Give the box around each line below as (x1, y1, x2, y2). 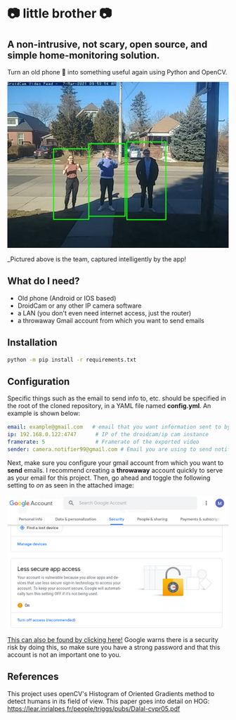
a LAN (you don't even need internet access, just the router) (17, 308, 192, 317)
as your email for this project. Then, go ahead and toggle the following (7, 473, 211, 482)
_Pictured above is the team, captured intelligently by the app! (7, 255, 187, 263)
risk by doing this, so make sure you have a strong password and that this (7, 643, 221, 651)
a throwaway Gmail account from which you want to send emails (17, 316, 205, 325)
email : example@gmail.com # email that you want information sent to (7, 424, 221, 431)
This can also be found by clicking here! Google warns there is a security (7, 635, 219, 643)
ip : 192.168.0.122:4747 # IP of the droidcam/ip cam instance (7, 431, 209, 438)
